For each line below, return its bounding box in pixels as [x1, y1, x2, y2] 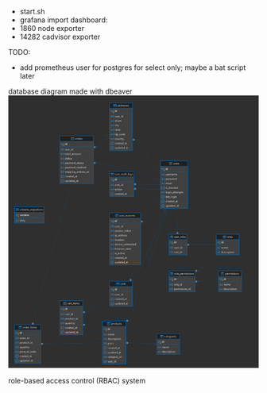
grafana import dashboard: [19, 15, 108, 25]
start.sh [19, 7, 45, 16]
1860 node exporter [19, 24, 85, 33]
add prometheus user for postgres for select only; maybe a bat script [19, 63, 246, 72]
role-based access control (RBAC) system [8, 376, 146, 386]
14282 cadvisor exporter [19, 32, 101, 41]
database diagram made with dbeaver [8, 87, 133, 96]
